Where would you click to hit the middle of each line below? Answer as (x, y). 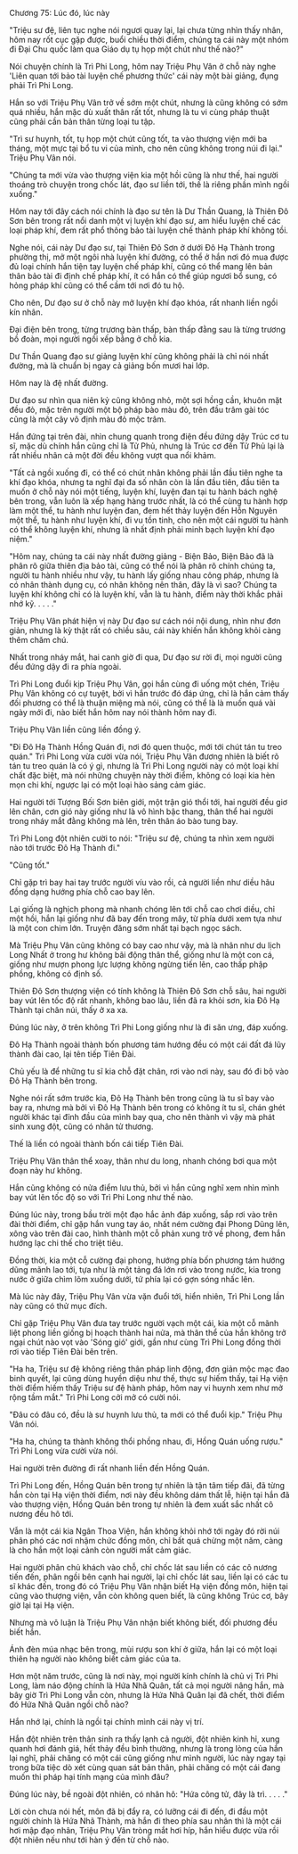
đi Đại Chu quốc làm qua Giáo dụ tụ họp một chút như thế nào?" (127, 49)
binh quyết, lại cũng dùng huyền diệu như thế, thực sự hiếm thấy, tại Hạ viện (149, 1378)
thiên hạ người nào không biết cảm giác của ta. (95, 1659)
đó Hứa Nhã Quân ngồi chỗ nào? (69, 1704)
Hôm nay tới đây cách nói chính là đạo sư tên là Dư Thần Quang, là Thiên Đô (149, 211)
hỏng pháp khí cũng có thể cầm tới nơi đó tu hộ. (97, 285)
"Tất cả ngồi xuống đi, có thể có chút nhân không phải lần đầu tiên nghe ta (146, 473)
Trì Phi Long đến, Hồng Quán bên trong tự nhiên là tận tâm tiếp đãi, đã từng (147, 1485)
